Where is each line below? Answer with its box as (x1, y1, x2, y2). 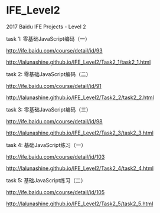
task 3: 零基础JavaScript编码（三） (6, 106, 92, 113)
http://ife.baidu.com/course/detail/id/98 (6, 117, 103, 124)
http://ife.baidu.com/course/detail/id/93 (6, 47, 103, 54)
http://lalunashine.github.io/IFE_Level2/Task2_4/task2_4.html (6, 165, 154, 172)
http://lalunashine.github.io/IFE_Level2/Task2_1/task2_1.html (6, 58, 151, 65)
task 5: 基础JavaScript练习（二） (6, 176, 87, 183)
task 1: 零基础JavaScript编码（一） (6, 35, 90, 42)
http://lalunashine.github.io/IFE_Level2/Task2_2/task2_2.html (6, 94, 155, 101)
